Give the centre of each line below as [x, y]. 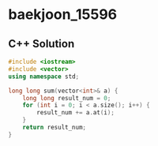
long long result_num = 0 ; [67, 98]
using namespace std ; [44, 77]
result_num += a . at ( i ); [75, 113]
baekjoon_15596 [63, 15]
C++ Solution [41, 44]
